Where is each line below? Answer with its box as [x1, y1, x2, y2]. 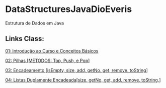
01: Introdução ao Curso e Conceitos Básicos [5, 47, 99, 53]
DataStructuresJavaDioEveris [5, 3, 132, 15]
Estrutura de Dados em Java [5, 20, 64, 26]
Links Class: [5, 34, 44, 43]
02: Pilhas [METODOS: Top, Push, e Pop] [5, 57, 90, 63]
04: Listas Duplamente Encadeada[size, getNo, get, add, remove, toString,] [5, 76, 161, 83]
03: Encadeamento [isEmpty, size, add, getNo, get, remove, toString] [5, 67, 148, 73]
